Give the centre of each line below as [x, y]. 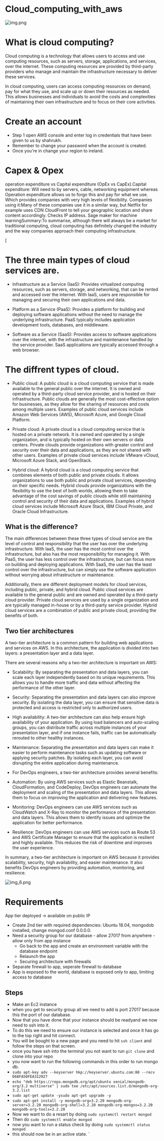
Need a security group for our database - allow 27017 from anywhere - [83, 935]
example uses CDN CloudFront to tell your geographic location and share [79, 210]
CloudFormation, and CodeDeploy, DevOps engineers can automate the [84, 787]
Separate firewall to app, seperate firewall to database [67, 967]
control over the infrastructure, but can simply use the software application [81, 570]
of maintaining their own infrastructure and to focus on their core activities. [81, 102]
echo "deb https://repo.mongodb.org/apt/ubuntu [61, 1082]
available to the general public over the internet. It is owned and [76, 388]
